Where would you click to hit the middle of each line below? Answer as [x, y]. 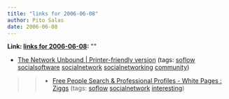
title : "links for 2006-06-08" [53, 14]
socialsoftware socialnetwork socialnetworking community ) [103, 68]
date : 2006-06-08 [33, 26]
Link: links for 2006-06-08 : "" [52, 47]
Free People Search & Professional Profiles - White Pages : [137, 81]
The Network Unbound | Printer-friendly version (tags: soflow [106, 60]
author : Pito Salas [36, 20]
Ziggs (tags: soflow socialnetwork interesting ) [118, 89]
